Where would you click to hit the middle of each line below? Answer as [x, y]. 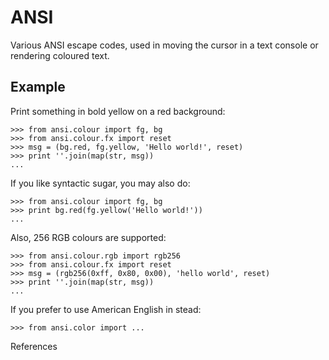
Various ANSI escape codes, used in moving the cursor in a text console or [164, 45]
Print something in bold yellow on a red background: [118, 111]
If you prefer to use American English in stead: [106, 309]
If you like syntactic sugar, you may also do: [100, 183]
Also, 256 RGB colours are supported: [88, 237]
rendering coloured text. [60, 55]
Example [38, 87]
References [34, 346]
